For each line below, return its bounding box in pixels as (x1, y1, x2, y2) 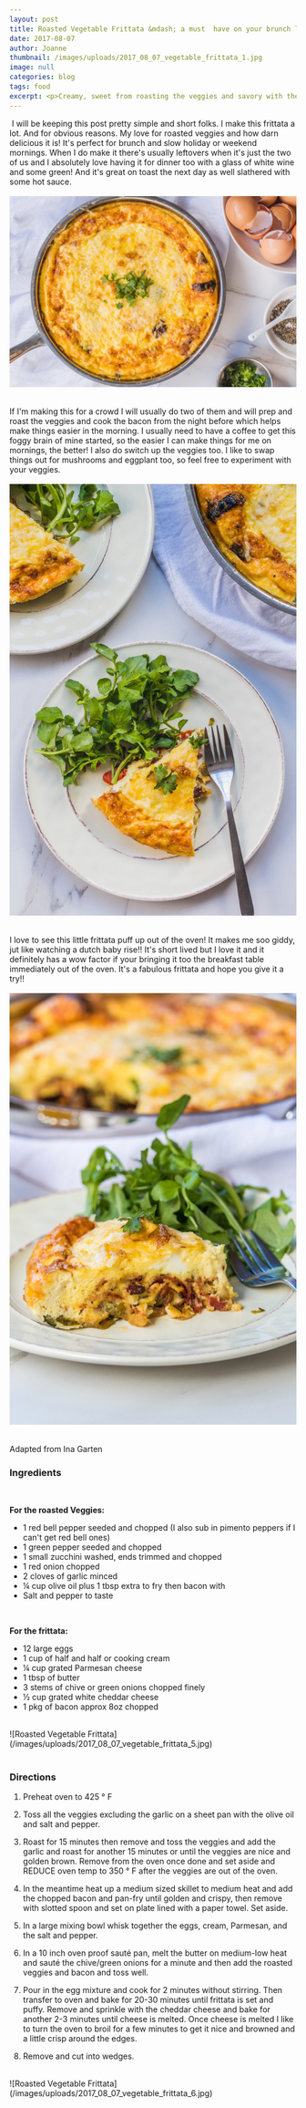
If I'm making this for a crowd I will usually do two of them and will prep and (9, 406, 293, 417)
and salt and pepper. (22, 1819, 100, 1830)
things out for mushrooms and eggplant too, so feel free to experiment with (9, 454, 291, 465)
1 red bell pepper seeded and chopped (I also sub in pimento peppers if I (22, 1522, 296, 1533)
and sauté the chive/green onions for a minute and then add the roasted (22, 1957, 293, 1968)
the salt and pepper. (22, 1930, 98, 1941)
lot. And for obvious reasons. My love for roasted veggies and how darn (9, 128, 280, 139)
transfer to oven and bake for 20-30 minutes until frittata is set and (22, 1994, 274, 2006)
